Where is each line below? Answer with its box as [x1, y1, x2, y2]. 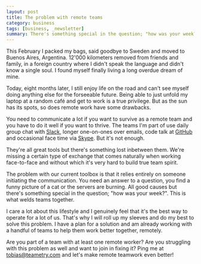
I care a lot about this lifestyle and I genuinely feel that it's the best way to [6, 208, 188, 215]
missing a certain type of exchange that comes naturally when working [6, 152, 181, 160]
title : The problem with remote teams [6, 14, 103, 20]
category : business [6, 20, 55, 26]
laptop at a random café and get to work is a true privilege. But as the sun [6, 97, 187, 105]
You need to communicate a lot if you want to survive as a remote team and [6, 115, 193, 123]
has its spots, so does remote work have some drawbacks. [6, 104, 151, 111]
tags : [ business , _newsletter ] [6, 25, 84, 32]
